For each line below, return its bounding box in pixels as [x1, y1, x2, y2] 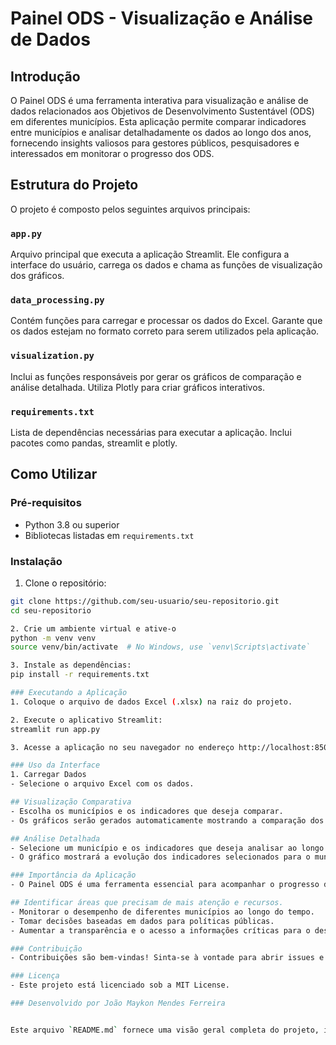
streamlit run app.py [10, 724, 101, 734]
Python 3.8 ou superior [24, 518, 120, 531]
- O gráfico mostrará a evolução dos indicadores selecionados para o [10, 852, 311, 862]
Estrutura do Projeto [10, 177, 139, 194]
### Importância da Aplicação [10, 870, 137, 881]
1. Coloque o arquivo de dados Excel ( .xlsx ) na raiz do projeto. [10, 697, 293, 707]
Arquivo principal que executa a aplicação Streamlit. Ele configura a [10, 248, 290, 261]
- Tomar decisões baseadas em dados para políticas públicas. [10, 916, 275, 926]
